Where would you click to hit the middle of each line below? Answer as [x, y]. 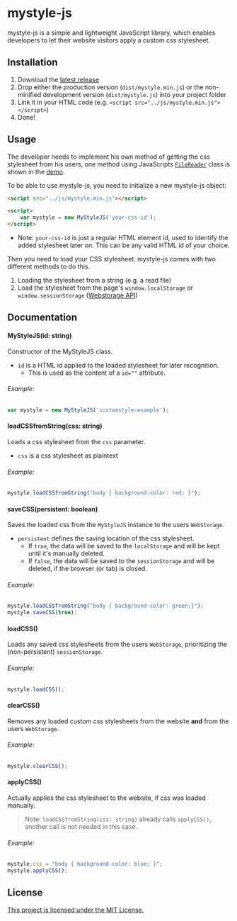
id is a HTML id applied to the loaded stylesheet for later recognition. [118, 365]
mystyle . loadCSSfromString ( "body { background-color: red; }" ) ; [104, 493]
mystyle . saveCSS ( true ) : [42, 613]
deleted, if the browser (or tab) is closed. [87, 569]
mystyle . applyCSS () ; [38, 871]
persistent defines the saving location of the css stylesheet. [106, 538]
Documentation [42, 318]
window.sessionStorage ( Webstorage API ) [77, 295]
